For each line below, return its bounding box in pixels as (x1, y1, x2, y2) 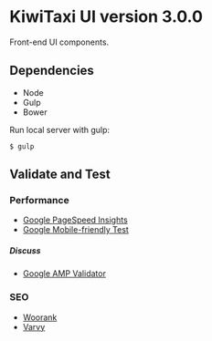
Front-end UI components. (9, 36, 110, 47)
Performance (9, 194, 70, 207)
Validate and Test (9, 167, 111, 182)
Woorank (22, 312, 58, 323)
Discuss (9, 245, 41, 256)
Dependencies (9, 63, 94, 78)
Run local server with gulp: (9, 124, 111, 135)
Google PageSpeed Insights (22, 214, 128, 225)
